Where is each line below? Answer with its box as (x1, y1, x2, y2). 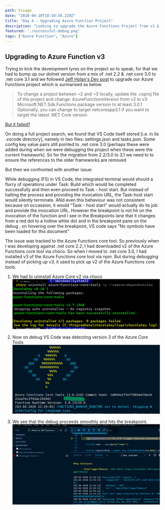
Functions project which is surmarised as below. (5, 81, 103, 87)
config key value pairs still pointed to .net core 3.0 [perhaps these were (5, 141, 150, 147)
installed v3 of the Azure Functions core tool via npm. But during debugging (5, 253, 159, 259)
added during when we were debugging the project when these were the (5, 147, 153, 152)
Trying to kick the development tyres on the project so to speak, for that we (5, 65, 158, 71)
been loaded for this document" (5, 228, 70, 234)
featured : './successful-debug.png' (5, 29, 80, 34)
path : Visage (5, 8, 32, 13)
